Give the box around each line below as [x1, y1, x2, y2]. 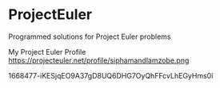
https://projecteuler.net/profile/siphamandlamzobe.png [8, 55, 190, 65]
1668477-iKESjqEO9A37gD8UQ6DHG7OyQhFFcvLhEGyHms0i [8, 71, 214, 80]
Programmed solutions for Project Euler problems [8, 32, 171, 41]
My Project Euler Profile [8, 47, 86, 56]
